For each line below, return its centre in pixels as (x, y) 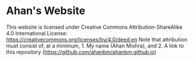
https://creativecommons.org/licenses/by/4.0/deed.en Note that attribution (97, 39)
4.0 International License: (37, 33)
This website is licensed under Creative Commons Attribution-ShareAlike (94, 27)
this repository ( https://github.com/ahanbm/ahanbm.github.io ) (81, 52)
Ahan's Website (46, 11)
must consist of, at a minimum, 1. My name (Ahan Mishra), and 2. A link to (95, 46)
